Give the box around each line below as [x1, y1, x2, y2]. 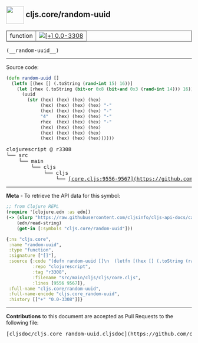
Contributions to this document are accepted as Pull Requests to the [6, 313, 174, 320]
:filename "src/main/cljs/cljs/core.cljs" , [32, 275, 141, 280]
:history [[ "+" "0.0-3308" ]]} [8, 296, 83, 303]
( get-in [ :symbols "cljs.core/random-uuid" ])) [16, 226, 133, 231]
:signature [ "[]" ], [8, 253, 57, 259]
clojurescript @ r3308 [6, 146, 72, 153]
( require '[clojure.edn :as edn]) [6, 209, 91, 215]
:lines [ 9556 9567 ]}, [32, 280, 85, 286]
